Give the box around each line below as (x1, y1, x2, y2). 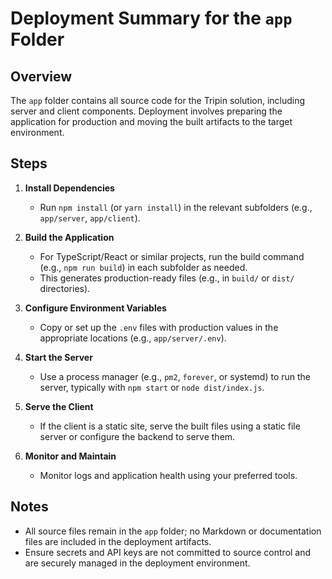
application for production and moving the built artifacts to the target (10, 116, 293, 127)
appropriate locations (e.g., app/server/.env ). (39, 332, 227, 344)
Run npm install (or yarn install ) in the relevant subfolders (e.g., (39, 201, 313, 213)
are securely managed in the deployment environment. (24, 557, 251, 569)
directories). (39, 282, 91, 294)
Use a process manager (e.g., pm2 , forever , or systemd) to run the (39, 370, 311, 382)
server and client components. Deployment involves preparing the (10, 105, 283, 117)
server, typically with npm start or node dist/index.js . (39, 381, 265, 393)
